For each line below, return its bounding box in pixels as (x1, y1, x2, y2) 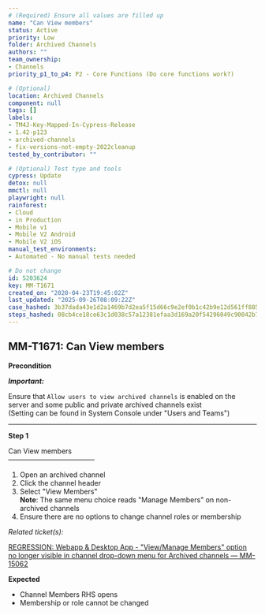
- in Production (8, 216, 62, 224)
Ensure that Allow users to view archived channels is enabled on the (8, 391, 236, 401)
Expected (8, 574, 41, 583)
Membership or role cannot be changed (19, 598, 149, 607)
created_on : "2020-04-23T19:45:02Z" (8, 289, 129, 296)
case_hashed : (8, 304, 51, 311)
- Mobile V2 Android (8, 230, 77, 239)
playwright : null (8, 194, 65, 202)
